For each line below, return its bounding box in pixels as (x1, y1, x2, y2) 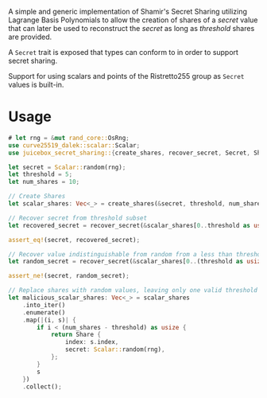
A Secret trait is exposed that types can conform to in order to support (8, 48, 238, 57)
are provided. (8, 32, 52, 41)
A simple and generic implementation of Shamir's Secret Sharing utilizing (8, 7, 248, 16)
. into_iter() (22, 301, 66, 309)
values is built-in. (8, 80, 64, 89)
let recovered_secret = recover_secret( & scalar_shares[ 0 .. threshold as (8, 221, 250, 229)
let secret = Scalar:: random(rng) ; (8, 163, 126, 171)
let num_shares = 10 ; (8, 178, 80, 186)
